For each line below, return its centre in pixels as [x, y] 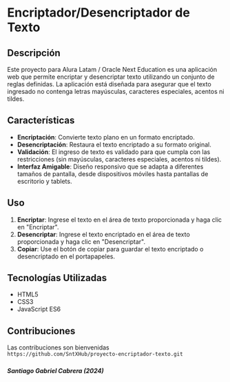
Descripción [34, 53]
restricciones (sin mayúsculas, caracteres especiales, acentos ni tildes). [119, 159]
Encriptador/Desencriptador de [99, 13]
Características [41, 121]
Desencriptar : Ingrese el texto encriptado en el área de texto [104, 234]
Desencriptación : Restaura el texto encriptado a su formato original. [114, 144]
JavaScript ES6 [39, 309]
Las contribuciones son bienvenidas [58, 347]
